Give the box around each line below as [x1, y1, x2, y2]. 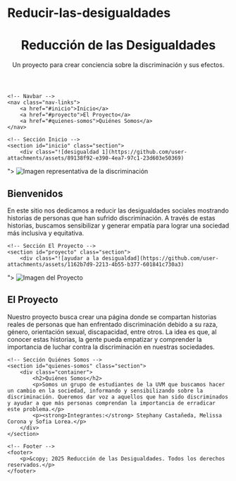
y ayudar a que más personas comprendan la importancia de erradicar [7, 399, 216, 407]
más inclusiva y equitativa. [7, 228, 85, 237]
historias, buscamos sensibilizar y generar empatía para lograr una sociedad [7, 221, 230, 230]
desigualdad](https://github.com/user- [101, 254, 219, 262]
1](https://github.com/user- [101, 148, 188, 156]
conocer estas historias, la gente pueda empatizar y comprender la [7, 335, 202, 343]
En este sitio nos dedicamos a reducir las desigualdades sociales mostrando [7, 206, 229, 215]
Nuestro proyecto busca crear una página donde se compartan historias [7, 312, 217, 321]
